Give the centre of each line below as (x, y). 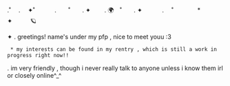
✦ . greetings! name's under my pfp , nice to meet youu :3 (90, 37)
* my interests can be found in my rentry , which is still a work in (113, 50)
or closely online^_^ (34, 75)
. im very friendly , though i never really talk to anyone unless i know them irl (115, 68)
